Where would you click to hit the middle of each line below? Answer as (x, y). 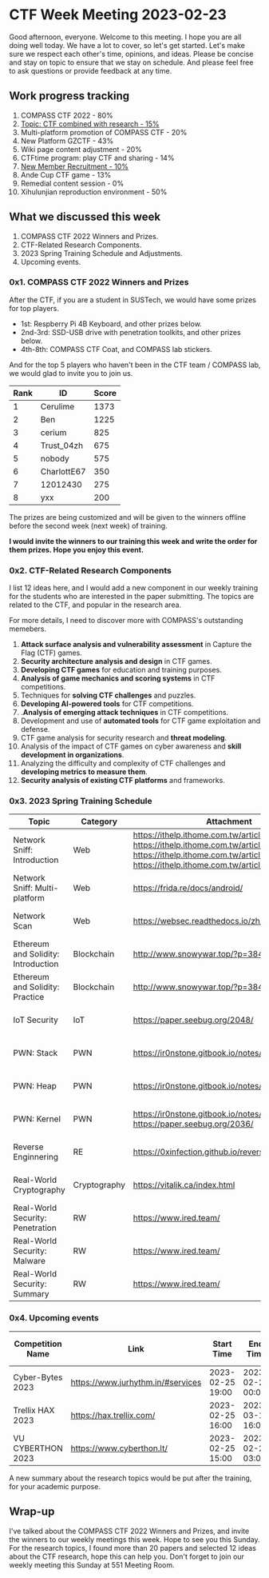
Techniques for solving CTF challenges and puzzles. (108, 695)
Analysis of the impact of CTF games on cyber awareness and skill (131, 746)
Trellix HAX (34, 1410)
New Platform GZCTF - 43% (67, 141)
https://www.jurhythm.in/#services (136, 1382)
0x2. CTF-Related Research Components (91, 570)
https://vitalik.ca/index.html (184, 1185)
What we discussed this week (85, 217)
